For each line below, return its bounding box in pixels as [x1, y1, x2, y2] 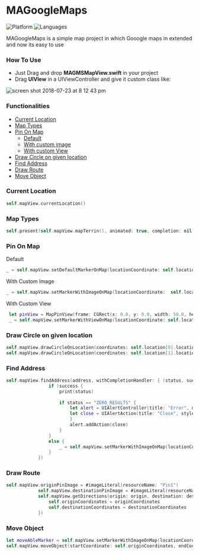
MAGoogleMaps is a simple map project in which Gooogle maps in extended [6, 34, 192, 42]
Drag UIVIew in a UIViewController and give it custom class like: [14, 75, 171, 83]
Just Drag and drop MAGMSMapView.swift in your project [14, 69, 159, 77]
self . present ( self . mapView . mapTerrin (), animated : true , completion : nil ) [6, 228, 195, 234]
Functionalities [6, 102, 50, 110]
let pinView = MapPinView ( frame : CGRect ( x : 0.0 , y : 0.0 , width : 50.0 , [8, 311, 187, 318]
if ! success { [48, 383, 84, 389]
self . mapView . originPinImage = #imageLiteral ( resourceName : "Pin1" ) [6, 482, 179, 489]
